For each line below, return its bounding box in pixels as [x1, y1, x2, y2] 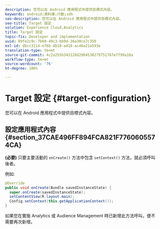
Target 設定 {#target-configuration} [5, 93, 151, 104]
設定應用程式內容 [5, 125, 56, 134]
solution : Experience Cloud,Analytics [5, 25, 83, 30]
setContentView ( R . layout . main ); [9, 194, 75, 199]
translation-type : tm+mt [5, 48, 55, 53]
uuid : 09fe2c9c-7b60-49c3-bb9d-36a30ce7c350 [5, 39, 96, 44]
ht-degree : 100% [5, 66, 38, 71]
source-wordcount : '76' [5, 61, 53, 66]
